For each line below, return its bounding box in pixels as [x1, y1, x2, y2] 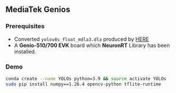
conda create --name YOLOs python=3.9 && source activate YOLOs [5, 75, 167, 81]
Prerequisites [5, 22, 45, 30]
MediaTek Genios [5, 5, 71, 15]
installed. [14, 48, 36, 55]
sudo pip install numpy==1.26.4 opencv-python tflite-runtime [5, 81, 161, 87]
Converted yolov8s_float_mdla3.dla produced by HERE [14, 35, 150, 43]
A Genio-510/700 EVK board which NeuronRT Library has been [14, 42, 170, 49]
